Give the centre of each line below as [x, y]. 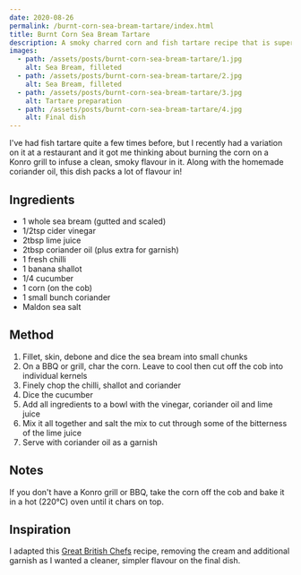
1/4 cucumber [48, 278]
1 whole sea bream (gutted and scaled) [94, 221]
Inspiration [40, 529]
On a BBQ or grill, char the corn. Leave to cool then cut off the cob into [153, 366]
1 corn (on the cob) [57, 287]
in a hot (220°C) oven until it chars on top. [86, 502]
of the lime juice [52, 433]
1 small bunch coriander [66, 297]
